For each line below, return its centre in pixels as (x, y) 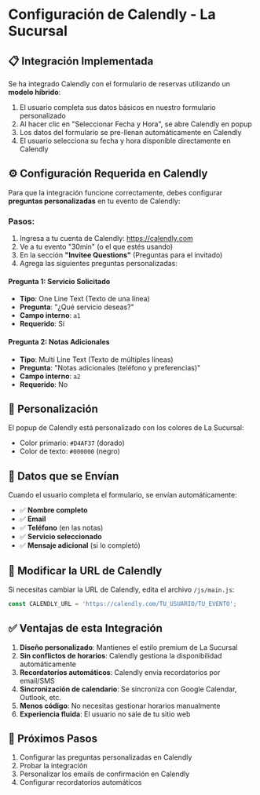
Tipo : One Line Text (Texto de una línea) (85, 299)
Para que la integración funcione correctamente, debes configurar (115, 192)
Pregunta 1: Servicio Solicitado (59, 281)
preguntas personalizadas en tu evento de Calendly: (94, 201)
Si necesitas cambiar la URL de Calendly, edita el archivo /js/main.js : (121, 589)
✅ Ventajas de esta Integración (85, 628)
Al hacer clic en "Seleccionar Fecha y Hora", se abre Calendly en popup (136, 124)
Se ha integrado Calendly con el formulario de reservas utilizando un (119, 84)
